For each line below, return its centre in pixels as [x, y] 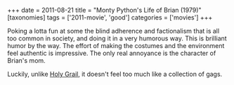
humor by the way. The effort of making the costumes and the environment [116, 46]
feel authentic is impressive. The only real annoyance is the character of [112, 53]
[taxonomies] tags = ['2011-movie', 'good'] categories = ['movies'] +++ [110, 17]
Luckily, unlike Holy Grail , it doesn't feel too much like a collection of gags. [115, 74]
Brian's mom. [26, 61]
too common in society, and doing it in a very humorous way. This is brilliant [117, 38]
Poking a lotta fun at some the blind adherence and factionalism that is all [113, 31]
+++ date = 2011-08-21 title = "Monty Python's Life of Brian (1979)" [104, 10]
